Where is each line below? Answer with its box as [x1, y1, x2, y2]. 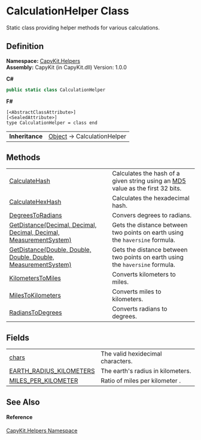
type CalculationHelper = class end [6, 120, 98, 126]
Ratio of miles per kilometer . [100, 377, 181, 385]
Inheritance [9, 132, 43, 140]
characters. [100, 357, 133, 366]
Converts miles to [112, 287, 162, 296]
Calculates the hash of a [112, 169, 181, 178]
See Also [6, 397, 40, 407]
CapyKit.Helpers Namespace [6, 427, 78, 434]
